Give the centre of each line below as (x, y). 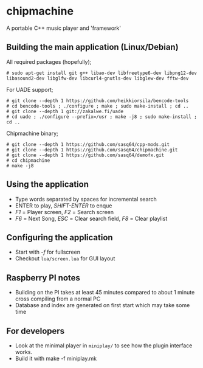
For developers (36, 331)
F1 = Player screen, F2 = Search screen (64, 212)
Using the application (48, 185)
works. (23, 352)
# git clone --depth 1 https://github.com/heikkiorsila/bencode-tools (98, 101)
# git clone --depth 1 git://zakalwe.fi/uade (65, 111)
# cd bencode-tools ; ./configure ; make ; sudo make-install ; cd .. (98, 106)
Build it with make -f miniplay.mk (56, 358)
